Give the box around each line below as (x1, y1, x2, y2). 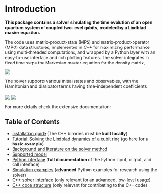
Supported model (12, 151, 47, 157)
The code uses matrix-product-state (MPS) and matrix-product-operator (5, 39, 150, 45)
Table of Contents (5, 118, 60, 126)
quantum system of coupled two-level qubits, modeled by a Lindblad (5, 24, 146, 30)
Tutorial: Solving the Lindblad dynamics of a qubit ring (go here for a (12, 136, 148, 142)
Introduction (5, 3, 56, 15)
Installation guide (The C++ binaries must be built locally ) (12, 130, 128, 136)
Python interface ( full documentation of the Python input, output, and (12, 156, 152, 162)
